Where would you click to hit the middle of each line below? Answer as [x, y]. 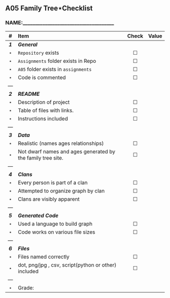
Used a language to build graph [55, 223]
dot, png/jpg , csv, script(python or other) [67, 265]
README [29, 94]
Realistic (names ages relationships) [61, 143]
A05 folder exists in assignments [55, 69]
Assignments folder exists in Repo [57, 61]
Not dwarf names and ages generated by [67, 152]
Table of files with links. [46, 110]
